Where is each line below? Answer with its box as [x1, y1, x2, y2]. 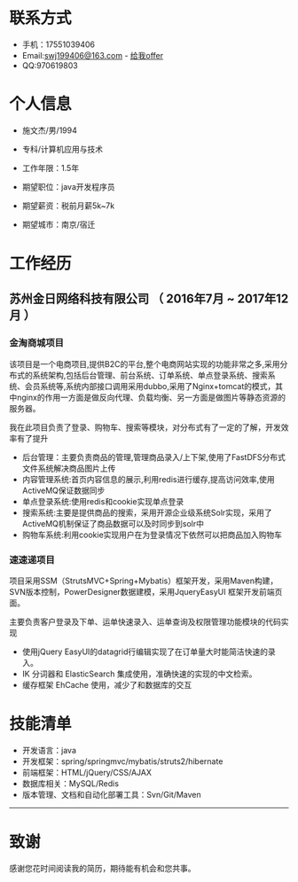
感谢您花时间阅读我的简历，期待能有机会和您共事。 [9, 862, 196, 873]
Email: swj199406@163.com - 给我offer [21, 50, 164, 60]
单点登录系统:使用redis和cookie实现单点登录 [21, 496, 184, 506]
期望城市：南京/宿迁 [21, 219, 96, 230]
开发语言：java [21, 745, 77, 755]
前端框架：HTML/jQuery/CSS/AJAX [21, 767, 153, 777]
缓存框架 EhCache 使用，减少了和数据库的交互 [21, 680, 192, 691]
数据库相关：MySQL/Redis [21, 777, 120, 789]
